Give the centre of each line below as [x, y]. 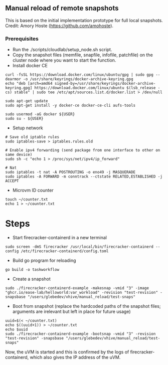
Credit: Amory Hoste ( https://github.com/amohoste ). [59, 26]
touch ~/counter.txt [27, 200]
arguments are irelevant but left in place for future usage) [72, 312]
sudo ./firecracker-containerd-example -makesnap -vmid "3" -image [77, 288]
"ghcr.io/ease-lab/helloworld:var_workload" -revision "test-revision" [81, 293]
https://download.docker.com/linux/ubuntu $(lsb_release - [97, 88]
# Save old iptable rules [32, 137]
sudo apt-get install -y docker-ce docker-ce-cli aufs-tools [70, 106]
